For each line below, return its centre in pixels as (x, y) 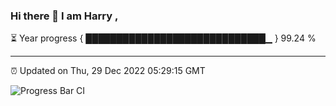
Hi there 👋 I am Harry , (64, 16)
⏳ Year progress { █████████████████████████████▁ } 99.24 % (163, 38)
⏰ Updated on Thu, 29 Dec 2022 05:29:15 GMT (108, 71)
